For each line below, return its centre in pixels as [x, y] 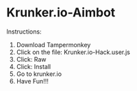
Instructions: [24, 31]
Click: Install [34, 66]
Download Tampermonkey [53, 44]
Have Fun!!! [32, 81]
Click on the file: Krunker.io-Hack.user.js [73, 52]
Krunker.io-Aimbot [61, 13]
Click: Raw [31, 59]
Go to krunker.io [39, 74]
